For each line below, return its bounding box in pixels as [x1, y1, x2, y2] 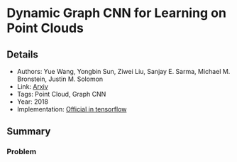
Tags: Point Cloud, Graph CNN [16, 90, 106, 98]
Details [6, 48, 38, 60]
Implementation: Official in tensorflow [16, 105, 127, 113]
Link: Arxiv [16, 82, 49, 90]
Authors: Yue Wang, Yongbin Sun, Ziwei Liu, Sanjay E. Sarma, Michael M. [16, 67, 231, 75]
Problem [6, 147, 37, 157]
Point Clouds [6, 20, 84, 36]
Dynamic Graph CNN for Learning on [6, 5, 226, 21]
